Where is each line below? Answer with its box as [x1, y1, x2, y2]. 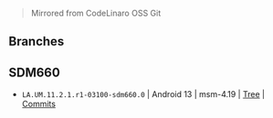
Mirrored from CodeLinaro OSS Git [30, 8, 162, 18]
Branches [8, 34, 65, 49]
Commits [21, 99, 57, 110]
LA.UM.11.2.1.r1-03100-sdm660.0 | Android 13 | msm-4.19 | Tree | [21, 89, 266, 100]
